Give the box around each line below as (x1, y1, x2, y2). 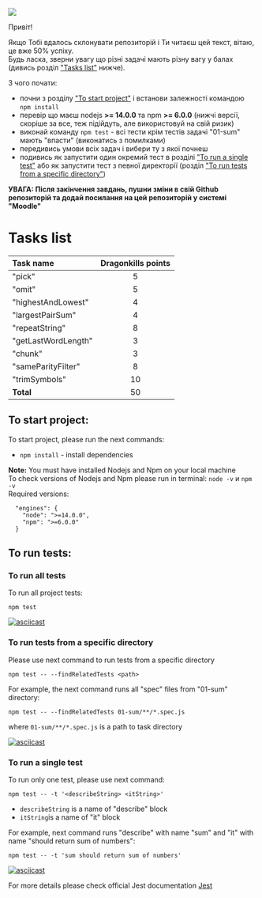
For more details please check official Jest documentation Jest (8, 881, 213, 890)
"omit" (12, 283, 36, 294)
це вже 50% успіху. (8, 46, 74, 55)
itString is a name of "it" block (19, 813, 121, 822)
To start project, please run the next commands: (8, 434, 165, 444)
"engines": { (15, 504, 58, 512)
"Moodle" (8, 202, 42, 210)
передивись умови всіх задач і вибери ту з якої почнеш (19, 144, 208, 153)
